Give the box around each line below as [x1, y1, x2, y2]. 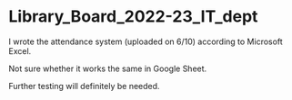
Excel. [8, 45, 32, 56]
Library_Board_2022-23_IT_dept [8, 6, 258, 27]
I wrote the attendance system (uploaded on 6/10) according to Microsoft [8, 36, 283, 47]
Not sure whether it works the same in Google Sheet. [8, 63, 207, 74]
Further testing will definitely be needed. [8, 80, 160, 91]
